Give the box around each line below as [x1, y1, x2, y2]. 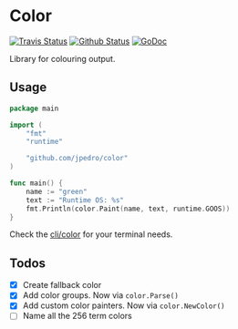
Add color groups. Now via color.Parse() [22, 290, 180, 301]
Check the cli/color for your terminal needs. [9, 229, 173, 240]
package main [9, 104, 59, 113]
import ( [9, 120, 43, 129]
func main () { [9, 179, 64, 188]
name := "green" [26, 187, 88, 196]
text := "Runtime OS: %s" [26, 195, 125, 205]
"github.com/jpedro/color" [26, 154, 129, 163]
